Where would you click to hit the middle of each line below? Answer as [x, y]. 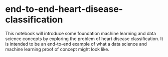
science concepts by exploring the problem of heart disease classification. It [84, 39]
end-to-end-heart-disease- [64, 9]
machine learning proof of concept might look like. [57, 49]
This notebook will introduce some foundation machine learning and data [81, 33]
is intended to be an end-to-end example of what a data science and [76, 44]
